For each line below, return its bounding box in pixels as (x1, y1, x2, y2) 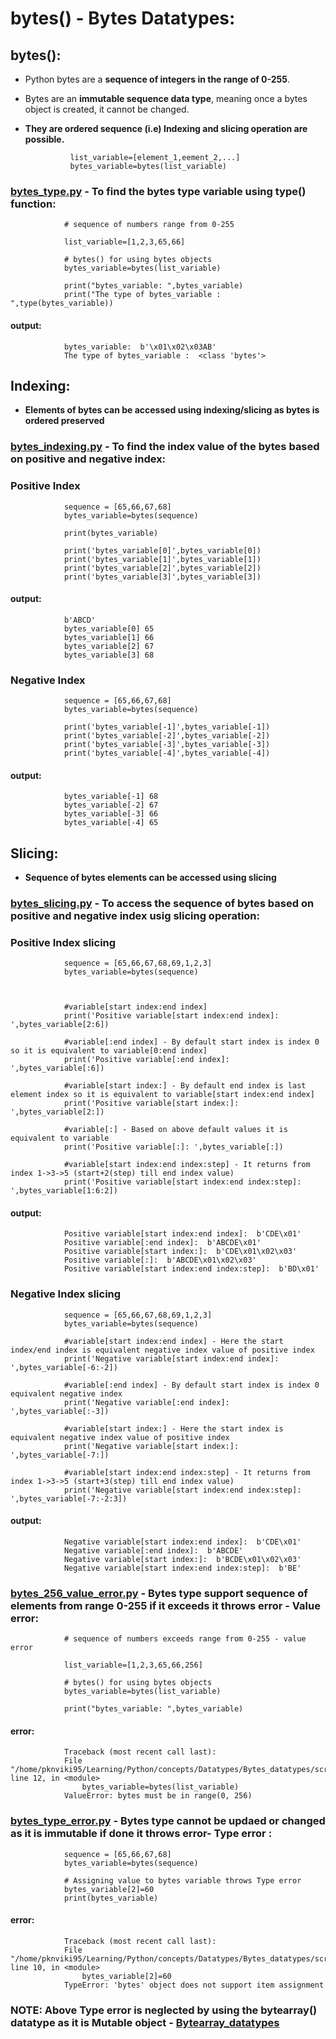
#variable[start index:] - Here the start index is (63, 1423, 284, 1434)
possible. (24, 133, 65, 145)
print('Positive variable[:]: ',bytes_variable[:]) (63, 1142, 284, 1152)
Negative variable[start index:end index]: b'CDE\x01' (63, 1537, 302, 1547)
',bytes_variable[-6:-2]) (10, 1362, 118, 1372)
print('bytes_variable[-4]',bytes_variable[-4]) (63, 748, 271, 759)
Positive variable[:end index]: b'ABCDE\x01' (63, 1238, 262, 1248)
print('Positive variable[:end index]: (63, 1055, 230, 1065)
